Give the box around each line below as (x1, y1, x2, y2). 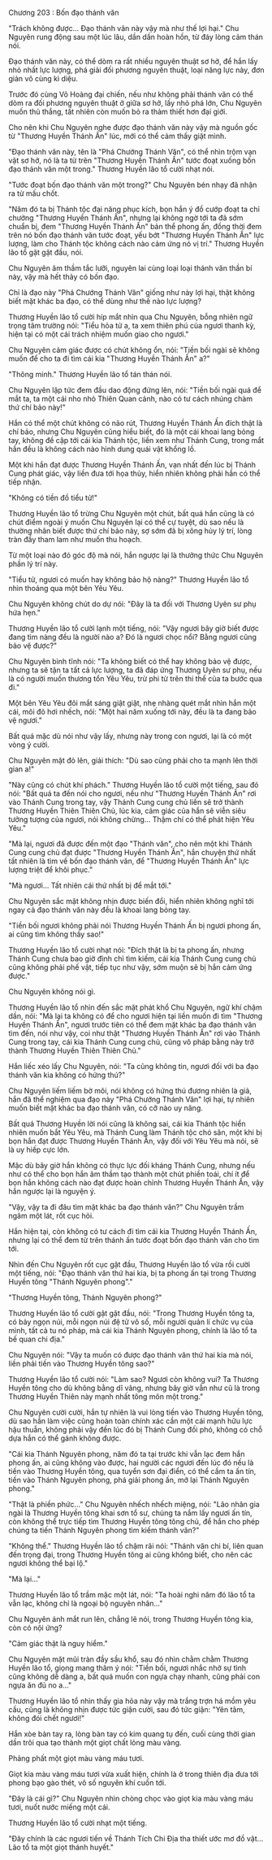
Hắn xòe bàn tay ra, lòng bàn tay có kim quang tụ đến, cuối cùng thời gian (8, 1729, 256, 1739)
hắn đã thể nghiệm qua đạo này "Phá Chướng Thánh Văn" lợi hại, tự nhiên (8, 1094, 255, 1104)
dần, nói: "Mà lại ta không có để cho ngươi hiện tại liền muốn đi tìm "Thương (8, 1011, 263, 1020)
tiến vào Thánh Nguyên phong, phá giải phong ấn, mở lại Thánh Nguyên (8, 1475, 249, 1484)
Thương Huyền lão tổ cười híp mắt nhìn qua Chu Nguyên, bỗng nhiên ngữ (8, 312, 253, 321)
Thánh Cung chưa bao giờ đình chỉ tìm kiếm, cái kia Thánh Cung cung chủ (8, 954, 257, 963)
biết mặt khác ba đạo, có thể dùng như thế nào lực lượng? (8, 297, 201, 306)
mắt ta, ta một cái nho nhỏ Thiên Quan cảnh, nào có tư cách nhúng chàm (8, 394, 253, 403)
